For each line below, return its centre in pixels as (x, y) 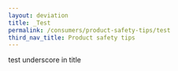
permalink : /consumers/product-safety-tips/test (89, 30)
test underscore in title (44, 60)
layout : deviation (38, 15)
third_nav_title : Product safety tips (72, 37)
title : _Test (30, 23)
